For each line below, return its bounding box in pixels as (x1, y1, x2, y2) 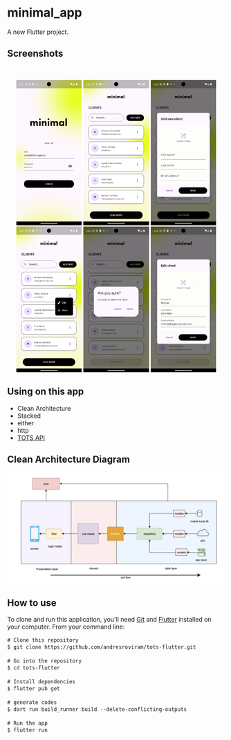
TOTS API (17, 434, 46, 442)
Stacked (17, 411, 41, 420)
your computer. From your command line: (7, 622, 125, 631)
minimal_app (7, 5, 82, 21)
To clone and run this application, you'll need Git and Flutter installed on (7, 616, 212, 624)
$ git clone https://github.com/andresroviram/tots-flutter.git (7, 644, 196, 651)
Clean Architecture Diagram (7, 454, 130, 465)
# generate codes (7, 699, 57, 706)
